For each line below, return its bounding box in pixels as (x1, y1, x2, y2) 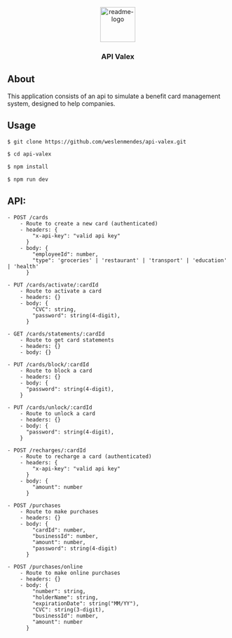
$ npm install (7, 163, 49, 171)
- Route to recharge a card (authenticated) (20, 452, 152, 460)
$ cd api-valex (7, 151, 52, 158)
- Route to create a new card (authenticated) (20, 220, 158, 227)
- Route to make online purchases (20, 569, 121, 576)
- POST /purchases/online (7, 563, 83, 570)
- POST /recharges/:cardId (7, 447, 86, 454)
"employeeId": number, (32, 251, 99, 258)
